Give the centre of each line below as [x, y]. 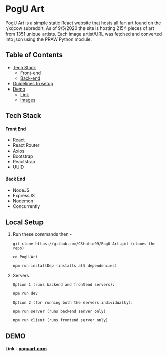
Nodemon [23, 201]
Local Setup [25, 222]
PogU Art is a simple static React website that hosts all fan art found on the [83, 23]
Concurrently [26, 206]
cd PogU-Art [25, 257]
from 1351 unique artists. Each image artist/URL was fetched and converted [84, 34]
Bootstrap [23, 156]
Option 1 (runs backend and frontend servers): [64, 285]
